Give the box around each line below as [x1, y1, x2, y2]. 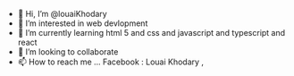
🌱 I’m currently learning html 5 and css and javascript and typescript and [17, 28, 286, 38]
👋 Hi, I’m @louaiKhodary [17, 9, 107, 19]
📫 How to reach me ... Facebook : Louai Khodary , [17, 56, 204, 67]
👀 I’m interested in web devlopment [17, 18, 148, 29]
